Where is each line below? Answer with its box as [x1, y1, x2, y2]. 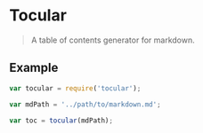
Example [9, 60, 59, 75]
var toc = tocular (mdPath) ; [9, 116, 114, 125]
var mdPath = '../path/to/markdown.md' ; [9, 99, 162, 109]
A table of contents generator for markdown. [30, 35, 195, 45]
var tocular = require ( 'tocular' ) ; [9, 83, 142, 93]
